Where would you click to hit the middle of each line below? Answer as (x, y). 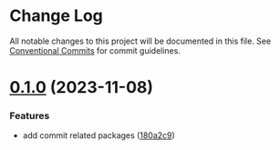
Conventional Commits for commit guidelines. (95, 50)
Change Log (56, 16)
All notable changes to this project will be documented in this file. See (140, 41)
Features (30, 116)
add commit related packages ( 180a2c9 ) (99, 135)
